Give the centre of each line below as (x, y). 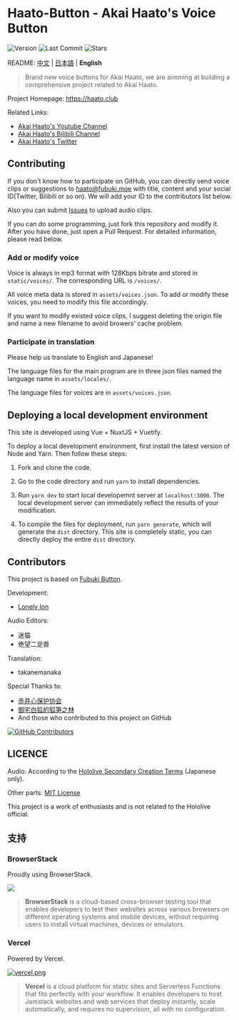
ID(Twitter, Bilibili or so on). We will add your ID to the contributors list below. (120, 196)
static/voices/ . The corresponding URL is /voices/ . (85, 281)
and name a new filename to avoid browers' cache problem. (96, 323)
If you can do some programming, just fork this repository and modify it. (113, 223)
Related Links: (28, 112)
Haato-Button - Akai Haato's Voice (112, 13)
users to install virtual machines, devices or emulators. (105, 924)
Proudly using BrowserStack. (50, 874)
